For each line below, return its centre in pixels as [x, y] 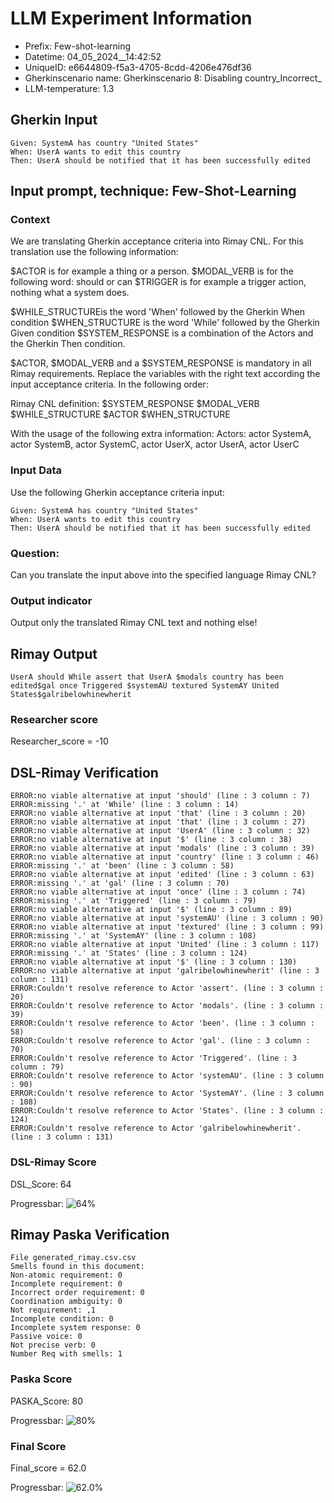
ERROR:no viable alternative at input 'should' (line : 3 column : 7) [160, 796]
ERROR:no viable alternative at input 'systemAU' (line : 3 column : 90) [167, 918]
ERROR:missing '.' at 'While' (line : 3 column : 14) [125, 805]
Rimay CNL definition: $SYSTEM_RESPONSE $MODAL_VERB [135, 404]
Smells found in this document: [77, 1267]
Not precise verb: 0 [53, 1345]
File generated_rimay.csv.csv [73, 1258]
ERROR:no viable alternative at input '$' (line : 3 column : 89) [151, 910]
